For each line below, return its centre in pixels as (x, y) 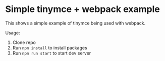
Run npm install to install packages (50, 47)
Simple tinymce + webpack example (82, 9)
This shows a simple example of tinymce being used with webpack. (75, 23)
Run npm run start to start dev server (52, 53)
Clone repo (24, 42)
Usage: (13, 32)
